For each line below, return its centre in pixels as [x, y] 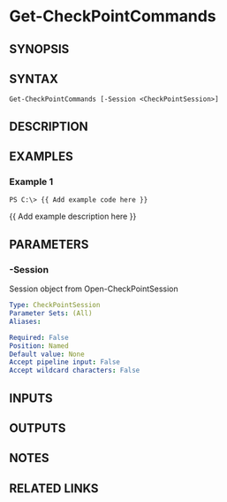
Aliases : [25, 321]
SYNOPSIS [39, 49]
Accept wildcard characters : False [75, 371]
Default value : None [47, 354]
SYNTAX [34, 78]
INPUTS [31, 398]
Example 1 [31, 181]
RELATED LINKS [54, 488]
